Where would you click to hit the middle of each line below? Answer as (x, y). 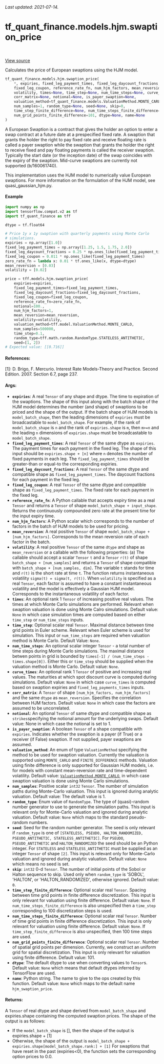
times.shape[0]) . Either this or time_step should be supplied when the (83, 661)
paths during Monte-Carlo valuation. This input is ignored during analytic (85, 791)
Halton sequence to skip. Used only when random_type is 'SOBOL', (78, 874)
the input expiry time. (33, 516)
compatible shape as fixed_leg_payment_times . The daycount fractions (83, 474)
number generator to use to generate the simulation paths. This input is (83, 807)
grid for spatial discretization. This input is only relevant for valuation (81, 952)
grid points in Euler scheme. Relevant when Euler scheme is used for (81, 630)
